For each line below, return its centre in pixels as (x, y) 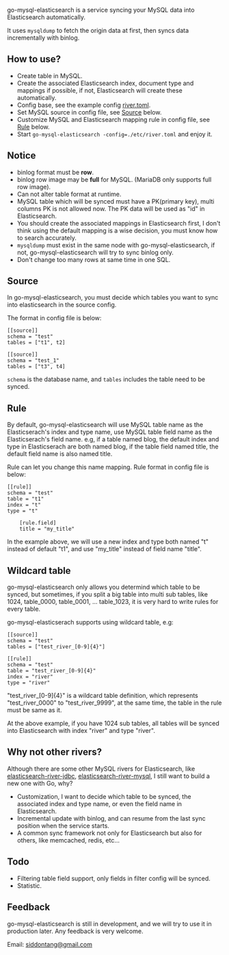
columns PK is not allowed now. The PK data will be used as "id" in (111, 208)
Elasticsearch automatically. (46, 17)
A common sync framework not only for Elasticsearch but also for (109, 833)
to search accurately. (46, 238)
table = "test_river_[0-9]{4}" (52, 671)
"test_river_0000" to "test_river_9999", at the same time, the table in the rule (114, 703)
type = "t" (23, 511)
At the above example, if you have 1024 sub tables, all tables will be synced (113, 723)
